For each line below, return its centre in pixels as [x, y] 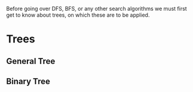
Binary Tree [28, 81]
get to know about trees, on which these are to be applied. [78, 15]
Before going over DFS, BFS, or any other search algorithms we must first [96, 9]
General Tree [31, 61]
